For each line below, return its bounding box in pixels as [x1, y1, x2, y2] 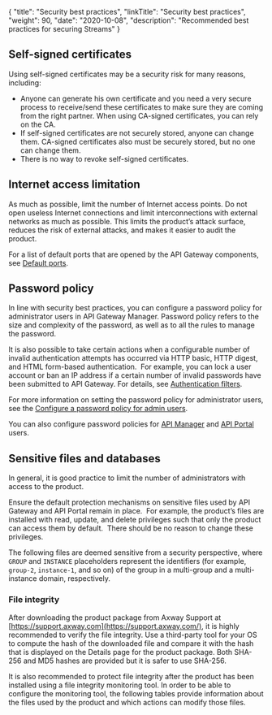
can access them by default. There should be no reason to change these [8, 523, 253, 533]
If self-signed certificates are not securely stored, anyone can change [19, 128, 254, 137]
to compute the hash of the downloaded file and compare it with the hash [8, 638, 254, 648]
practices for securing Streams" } [8, 24, 120, 33]
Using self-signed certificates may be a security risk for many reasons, [8, 69, 246, 79]
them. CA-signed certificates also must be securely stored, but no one [19, 136, 256, 146]
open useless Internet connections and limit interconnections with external [8, 207, 258, 218]
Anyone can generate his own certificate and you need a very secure [19, 93, 252, 103]
